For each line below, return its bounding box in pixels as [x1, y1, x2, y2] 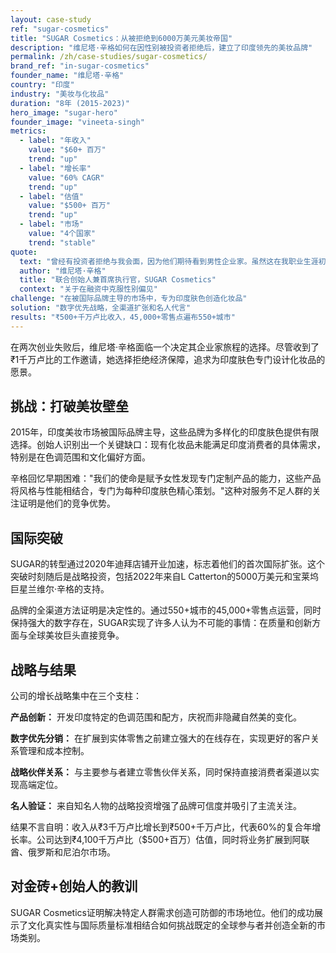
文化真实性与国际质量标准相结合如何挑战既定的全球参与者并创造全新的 [27, 919, 317, 931]
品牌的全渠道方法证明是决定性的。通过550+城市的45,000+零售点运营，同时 [10, 604, 322, 616]
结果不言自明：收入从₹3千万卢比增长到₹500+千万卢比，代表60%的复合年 [10, 821, 313, 833]
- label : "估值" [19, 191, 84, 201]
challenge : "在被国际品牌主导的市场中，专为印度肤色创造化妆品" [10, 294, 248, 304]
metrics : [10, 126, 47, 136]
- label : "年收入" [19, 136, 92, 146]
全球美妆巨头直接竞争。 [27, 629, 125, 641]
